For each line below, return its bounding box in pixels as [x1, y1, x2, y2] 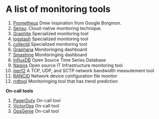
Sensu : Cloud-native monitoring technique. [13, 25, 102, 31]
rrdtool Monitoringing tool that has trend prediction [13, 78, 118, 84]
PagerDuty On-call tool [13, 97, 61, 103]
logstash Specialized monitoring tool [13, 36, 89, 42]
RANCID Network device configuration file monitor [13, 73, 117, 79]
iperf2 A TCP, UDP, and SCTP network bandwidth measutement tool [13, 67, 154, 73]
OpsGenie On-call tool [13, 108, 59, 114]
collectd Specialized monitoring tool [13, 41, 87, 47]
